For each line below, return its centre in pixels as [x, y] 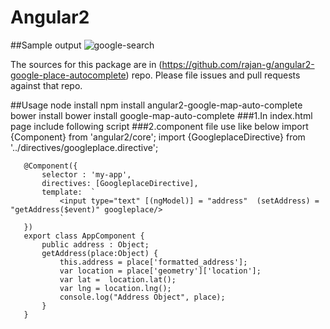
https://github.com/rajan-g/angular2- [238, 64]
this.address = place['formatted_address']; [153, 262]
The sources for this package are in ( [86, 64]
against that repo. [46, 85]
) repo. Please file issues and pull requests [213, 75]
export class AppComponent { [84, 236]
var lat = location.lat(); [118, 279]
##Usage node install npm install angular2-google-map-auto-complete [156, 105]
